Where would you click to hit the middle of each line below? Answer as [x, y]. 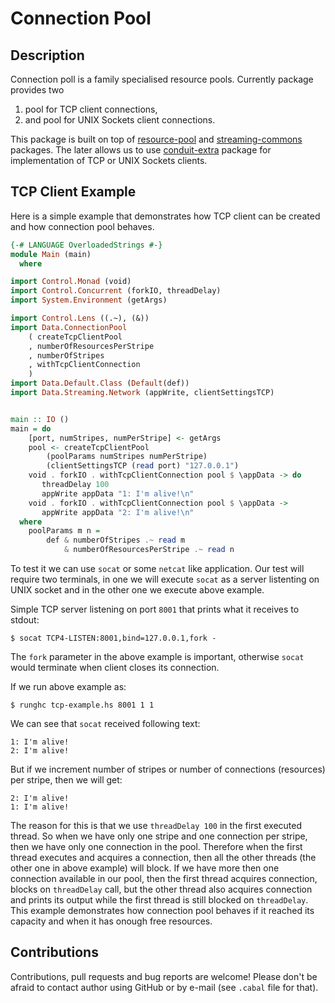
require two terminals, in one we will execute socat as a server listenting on [165, 579]
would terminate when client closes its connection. [115, 668]
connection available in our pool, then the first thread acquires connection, [164, 879]
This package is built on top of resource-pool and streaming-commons [156, 139]
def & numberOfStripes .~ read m [116, 540]
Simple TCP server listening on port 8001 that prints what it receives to [155, 609]
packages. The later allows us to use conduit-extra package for [141, 150]
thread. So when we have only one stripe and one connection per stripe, [159, 836]
